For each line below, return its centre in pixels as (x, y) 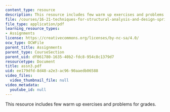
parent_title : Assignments (34, 47)
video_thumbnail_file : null (39, 80)
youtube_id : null (28, 90)
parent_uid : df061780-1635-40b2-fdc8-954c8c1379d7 (60, 57)
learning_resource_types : (32, 29)
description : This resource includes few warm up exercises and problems (85, 15)
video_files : (19, 76)
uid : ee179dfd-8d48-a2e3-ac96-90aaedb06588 (52, 71)
